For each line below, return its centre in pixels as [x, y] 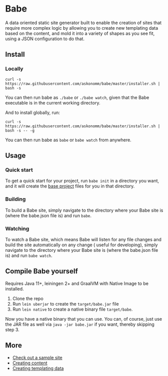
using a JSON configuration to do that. [45, 39]
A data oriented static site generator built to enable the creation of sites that [83, 23]
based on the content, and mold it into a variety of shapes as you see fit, [80, 33]
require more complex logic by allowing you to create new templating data [82, 28]
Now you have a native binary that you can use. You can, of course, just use [84, 319]
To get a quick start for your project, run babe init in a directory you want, [82, 181]
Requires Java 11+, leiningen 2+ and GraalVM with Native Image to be [77, 283]
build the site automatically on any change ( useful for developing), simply [81, 245]
